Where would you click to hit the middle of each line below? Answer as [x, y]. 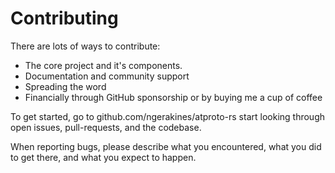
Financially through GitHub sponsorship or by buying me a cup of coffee [173, 97]
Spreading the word [65, 86]
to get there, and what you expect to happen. [103, 157]
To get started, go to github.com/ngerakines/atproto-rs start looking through [167, 116]
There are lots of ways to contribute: [85, 46]
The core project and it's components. [103, 65]
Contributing [64, 18]
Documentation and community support [107, 76]
